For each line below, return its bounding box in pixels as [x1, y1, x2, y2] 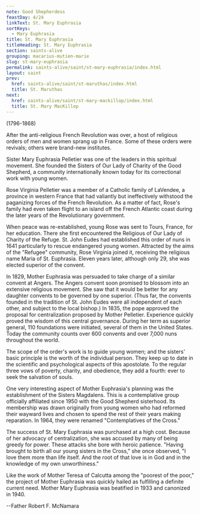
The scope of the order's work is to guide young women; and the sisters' [6, 348, 186, 355]
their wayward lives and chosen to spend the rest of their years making [6, 410, 181, 417]
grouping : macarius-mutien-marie [6, 53, 90, 59]
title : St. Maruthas [11, 87, 63, 93]
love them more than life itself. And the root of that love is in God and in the [6, 454, 190, 461]
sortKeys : [6, 25, 31, 32]
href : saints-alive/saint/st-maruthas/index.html [11, 81, 137, 87]
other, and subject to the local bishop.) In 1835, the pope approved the [6, 304, 179, 311]
